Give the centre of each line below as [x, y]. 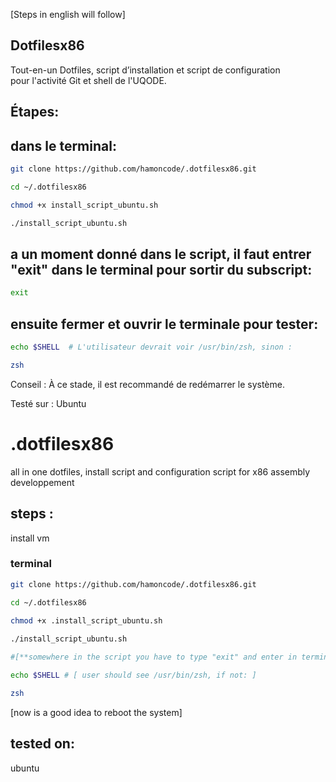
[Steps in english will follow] [68, 14]
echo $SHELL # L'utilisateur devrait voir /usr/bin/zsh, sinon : [151, 347]
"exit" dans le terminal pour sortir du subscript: [161, 269]
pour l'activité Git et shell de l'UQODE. [88, 80]
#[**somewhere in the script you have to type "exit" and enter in [154, 657]
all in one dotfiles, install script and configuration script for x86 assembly [160, 471]
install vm [30, 538]
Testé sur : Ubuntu [48, 403]
